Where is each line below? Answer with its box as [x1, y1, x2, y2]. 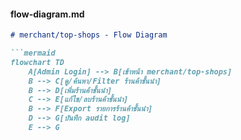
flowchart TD [10, 57, 65, 67]
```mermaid [10, 48, 56, 59]
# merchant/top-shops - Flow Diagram [10, 30, 168, 40]
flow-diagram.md [10, 8, 85, 20]
